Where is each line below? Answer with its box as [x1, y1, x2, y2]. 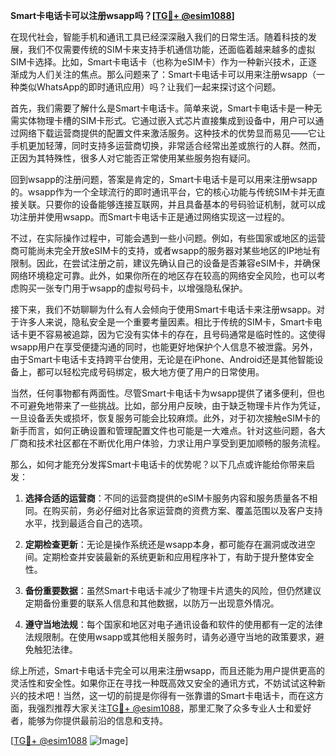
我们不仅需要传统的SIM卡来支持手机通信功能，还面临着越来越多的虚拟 [27, 44, 316, 55]
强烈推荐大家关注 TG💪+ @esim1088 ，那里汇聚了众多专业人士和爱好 [36, 702, 312, 714]
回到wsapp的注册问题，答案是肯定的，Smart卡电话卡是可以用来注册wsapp [10, 174, 318, 185]
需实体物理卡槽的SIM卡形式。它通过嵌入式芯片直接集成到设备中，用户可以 [10, 115, 316, 126]
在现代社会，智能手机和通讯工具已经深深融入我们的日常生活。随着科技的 [10, 31, 308, 43]
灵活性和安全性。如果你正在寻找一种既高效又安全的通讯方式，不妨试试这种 [10, 677, 317, 689]
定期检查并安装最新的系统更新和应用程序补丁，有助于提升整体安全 [42, 551, 315, 563]
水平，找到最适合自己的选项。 [24, 517, 148, 529]
